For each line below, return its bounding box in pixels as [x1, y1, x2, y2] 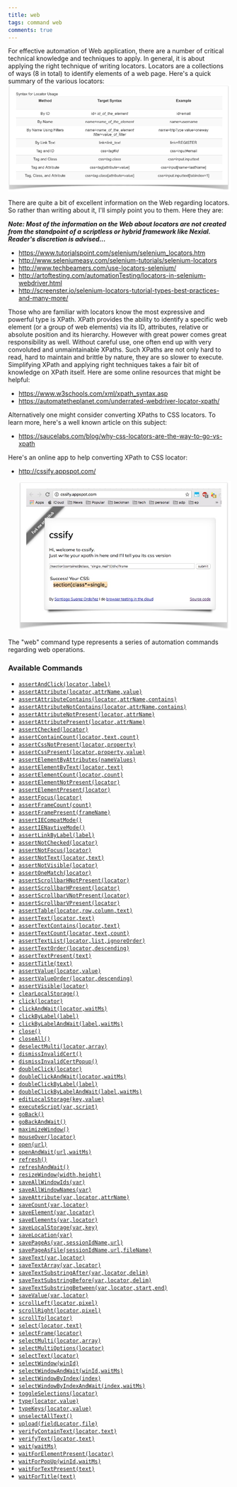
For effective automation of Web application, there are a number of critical [8, 47, 224, 55]
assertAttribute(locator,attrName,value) [18, 688, 142, 695]
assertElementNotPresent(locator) [18, 778, 120, 786]
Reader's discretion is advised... [8, 235, 106, 244]
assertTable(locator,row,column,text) [18, 907, 133, 914]
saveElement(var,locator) [18, 1209, 95, 1216]
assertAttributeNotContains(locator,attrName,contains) [18, 703, 187, 710]
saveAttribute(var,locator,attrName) [18, 1194, 130, 1201]
